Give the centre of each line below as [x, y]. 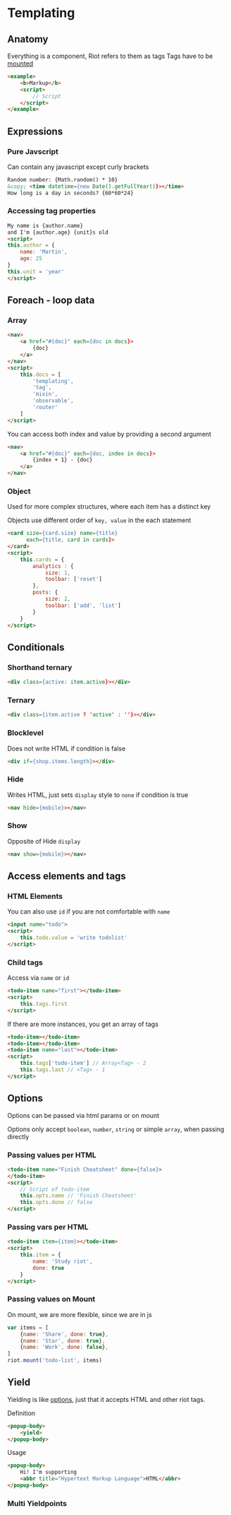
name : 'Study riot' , [63, 1261]
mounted [20, 64]
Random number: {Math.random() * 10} [63, 179]
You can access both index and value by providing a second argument [109, 434]
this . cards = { [42, 560]
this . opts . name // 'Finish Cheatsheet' [79, 1196]
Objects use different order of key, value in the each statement [99, 520]
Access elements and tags [67, 877]
